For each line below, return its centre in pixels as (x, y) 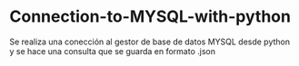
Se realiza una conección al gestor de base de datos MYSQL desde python (150, 42)
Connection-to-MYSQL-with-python (150, 17)
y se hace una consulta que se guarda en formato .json (113, 51)
